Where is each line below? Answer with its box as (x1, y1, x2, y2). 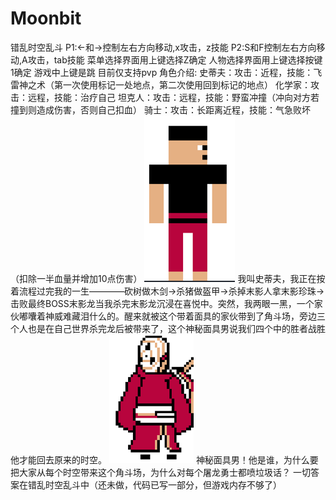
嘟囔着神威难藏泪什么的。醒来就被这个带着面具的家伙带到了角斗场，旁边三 (18, 310, 326, 322)
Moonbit (10, 7, 82, 30)
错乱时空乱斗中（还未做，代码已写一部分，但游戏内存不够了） (27, 478, 282, 491)
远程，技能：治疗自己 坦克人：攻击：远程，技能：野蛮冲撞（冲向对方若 (27, 91, 320, 103)
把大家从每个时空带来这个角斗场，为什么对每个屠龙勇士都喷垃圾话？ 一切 (10, 466, 311, 478)
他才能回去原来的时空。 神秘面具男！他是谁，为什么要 (10, 453, 319, 466)
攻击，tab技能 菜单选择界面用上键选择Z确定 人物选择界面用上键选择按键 (27, 53, 323, 66)
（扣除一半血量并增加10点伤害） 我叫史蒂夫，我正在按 (10, 272, 326, 284)
